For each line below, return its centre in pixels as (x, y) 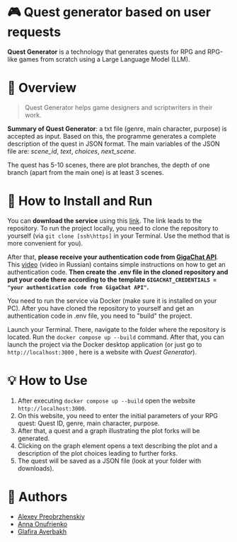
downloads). (36, 468)
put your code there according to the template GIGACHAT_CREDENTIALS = (112, 279)
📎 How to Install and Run (80, 201)
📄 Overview (42, 88)
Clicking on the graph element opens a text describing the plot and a (117, 446)
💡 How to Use (48, 381)
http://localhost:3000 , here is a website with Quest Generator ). (102, 352)
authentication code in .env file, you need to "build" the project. (100, 316)
